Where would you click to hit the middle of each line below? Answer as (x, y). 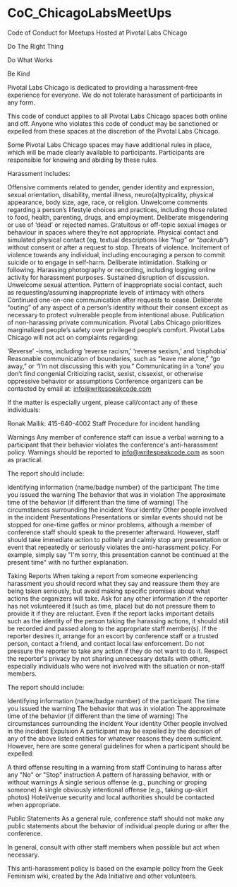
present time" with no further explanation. (68, 562)
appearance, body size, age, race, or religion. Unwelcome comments (108, 202)
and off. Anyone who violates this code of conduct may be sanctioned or (113, 123)
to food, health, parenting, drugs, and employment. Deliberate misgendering (118, 217)
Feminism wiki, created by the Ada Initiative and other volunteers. (102, 876)
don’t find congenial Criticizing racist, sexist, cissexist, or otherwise (105, 373)
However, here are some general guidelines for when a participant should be (119, 746)
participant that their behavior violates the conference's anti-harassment (113, 445)
